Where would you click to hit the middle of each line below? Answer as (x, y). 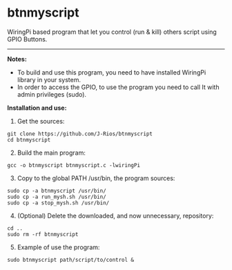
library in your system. (49, 79)
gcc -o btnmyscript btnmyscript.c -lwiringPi (74, 165)
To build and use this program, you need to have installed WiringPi (112, 72)
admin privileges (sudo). (52, 94)
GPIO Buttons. (27, 39)
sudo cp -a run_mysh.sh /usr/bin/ (57, 197)
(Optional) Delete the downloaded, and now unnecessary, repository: (115, 215)
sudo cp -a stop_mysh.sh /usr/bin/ (58, 203)
